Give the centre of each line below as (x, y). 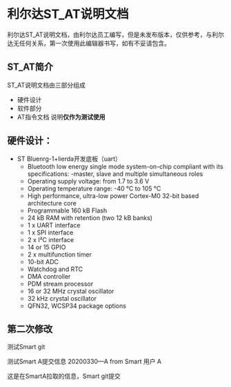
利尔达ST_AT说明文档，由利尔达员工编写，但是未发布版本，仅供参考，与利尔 (116, 34)
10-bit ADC (43, 261)
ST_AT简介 (30, 67)
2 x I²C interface (51, 239)
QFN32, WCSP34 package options (77, 306)
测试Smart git (26, 347)
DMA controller (49, 276)
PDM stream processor (60, 284)
